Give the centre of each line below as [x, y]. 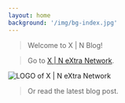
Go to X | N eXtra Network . [71, 61]
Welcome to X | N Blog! [65, 45]
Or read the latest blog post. [73, 90]
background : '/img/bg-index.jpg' [63, 23]
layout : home [29, 15]
